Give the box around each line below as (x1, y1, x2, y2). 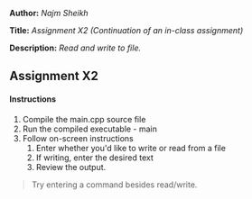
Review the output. (35, 161, 107, 172)
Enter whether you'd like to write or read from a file (35, 142, 226, 153)
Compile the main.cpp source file (22, 113, 146, 124)
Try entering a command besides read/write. (31, 179, 198, 190)
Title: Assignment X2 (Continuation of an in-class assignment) (9, 25, 244, 35)
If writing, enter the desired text (35, 152, 154, 163)
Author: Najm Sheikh (9, 8, 89, 18)
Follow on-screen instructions (22, 132, 134, 143)
